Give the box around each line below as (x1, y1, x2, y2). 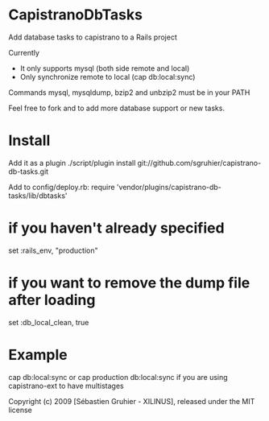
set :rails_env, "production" (8, 246, 98, 255)
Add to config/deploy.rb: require (8, 182, 115, 192)
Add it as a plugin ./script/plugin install (8, 158, 136, 167)
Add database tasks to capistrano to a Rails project (8, 32, 177, 42)
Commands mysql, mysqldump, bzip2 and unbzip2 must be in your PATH (8, 87, 250, 97)
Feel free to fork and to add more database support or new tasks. (8, 103, 226, 113)
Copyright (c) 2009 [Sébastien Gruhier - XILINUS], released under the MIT (8, 396, 255, 406)
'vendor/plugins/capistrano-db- (116, 182, 221, 192)
